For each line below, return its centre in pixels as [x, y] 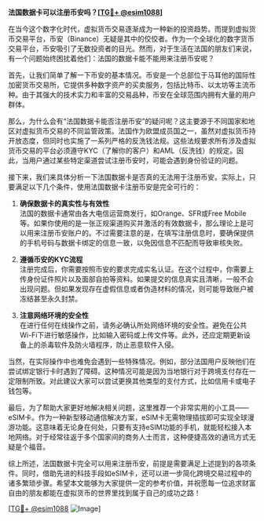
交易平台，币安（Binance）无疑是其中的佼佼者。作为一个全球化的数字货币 [135, 39]
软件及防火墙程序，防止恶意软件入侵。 [116, 345]
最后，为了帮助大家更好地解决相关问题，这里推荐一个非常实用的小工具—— [128, 408]
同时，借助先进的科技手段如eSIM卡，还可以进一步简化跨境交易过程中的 [137, 473]
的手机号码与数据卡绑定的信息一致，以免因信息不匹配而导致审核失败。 [133, 243]
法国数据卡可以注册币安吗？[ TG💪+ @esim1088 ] [86, 12]
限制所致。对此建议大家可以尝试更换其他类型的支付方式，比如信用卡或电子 [135, 381]
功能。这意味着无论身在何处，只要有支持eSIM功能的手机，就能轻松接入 [130, 427]
